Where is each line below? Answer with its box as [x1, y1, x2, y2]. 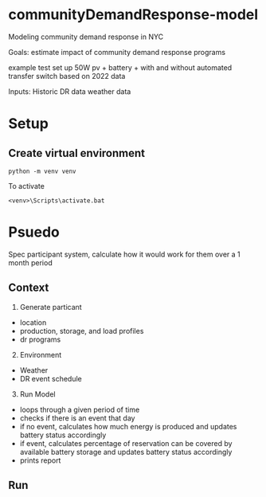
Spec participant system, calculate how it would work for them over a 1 [8, 249, 241, 259]
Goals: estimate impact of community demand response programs [8, 47, 225, 57]
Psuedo [8, 223, 60, 241]
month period [8, 257, 53, 268]
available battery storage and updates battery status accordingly [19, 447, 233, 456]
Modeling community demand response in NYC [8, 32, 164, 41]
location [19, 317, 47, 327]
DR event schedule [19, 374, 82, 383]
